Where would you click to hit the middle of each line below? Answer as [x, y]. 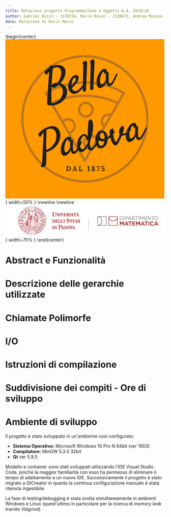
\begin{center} [21, 37]
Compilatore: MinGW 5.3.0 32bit [47, 452]
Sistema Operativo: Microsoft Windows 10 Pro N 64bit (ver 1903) [81, 446]
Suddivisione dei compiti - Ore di [76, 388]
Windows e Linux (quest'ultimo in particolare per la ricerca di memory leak [83, 504]
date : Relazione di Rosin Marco [39, 21]
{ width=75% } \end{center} [35, 240]
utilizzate [25, 294]
